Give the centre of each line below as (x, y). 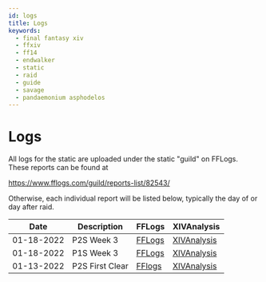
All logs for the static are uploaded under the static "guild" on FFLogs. (123, 159)
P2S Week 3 (95, 240)
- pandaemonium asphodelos (60, 97)
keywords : (25, 30)
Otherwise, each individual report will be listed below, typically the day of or (133, 199)
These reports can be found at (58, 168)
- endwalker (36, 61)
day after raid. (31, 207)
